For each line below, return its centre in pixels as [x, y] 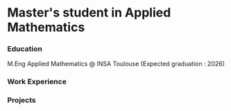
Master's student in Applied [89, 13]
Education [25, 49]
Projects [22, 100]
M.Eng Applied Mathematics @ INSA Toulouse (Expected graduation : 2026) [116, 64]
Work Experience [37, 82]
